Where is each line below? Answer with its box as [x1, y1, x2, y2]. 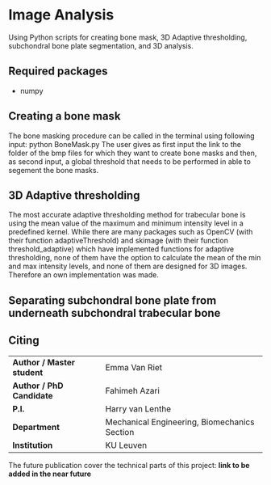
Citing [8, 334, 40, 348]
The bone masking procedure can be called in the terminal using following [8, 131, 256, 141]
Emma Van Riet [105, 361, 163, 373]
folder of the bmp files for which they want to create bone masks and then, [8, 148, 257, 158]
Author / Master [12, 356, 75, 368]
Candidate [12, 390, 54, 401]
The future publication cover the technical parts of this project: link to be [8, 460, 250, 470]
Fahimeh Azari [105, 385, 160, 396]
